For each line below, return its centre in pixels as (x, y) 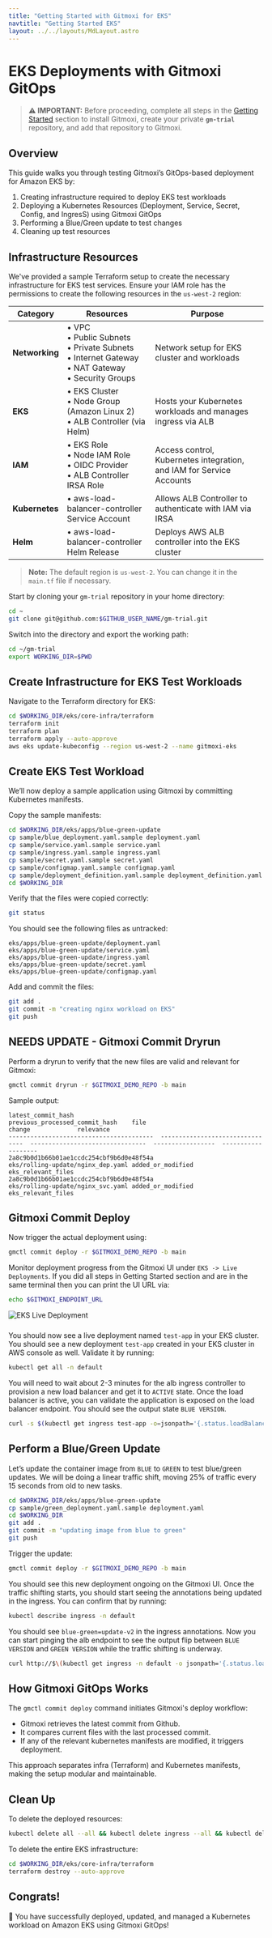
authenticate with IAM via (203, 509)
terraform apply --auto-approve (63, 739)
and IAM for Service (193, 470)
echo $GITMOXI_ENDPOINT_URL (56, 1300)
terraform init (34, 724)
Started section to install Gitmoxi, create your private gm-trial (131, 119)
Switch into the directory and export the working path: (98, 634)
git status (27, 913)
